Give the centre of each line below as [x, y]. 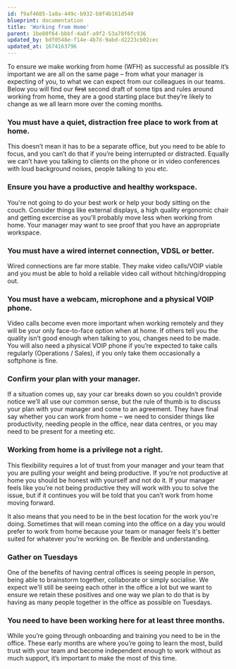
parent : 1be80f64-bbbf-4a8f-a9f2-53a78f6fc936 [77, 33]
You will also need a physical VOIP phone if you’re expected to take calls [112, 346]
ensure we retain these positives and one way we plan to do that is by [108, 595]
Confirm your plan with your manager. [74, 379]
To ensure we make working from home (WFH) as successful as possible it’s [118, 67]
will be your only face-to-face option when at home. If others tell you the [113, 331]
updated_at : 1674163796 [42, 46]
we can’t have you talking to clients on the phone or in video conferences [114, 161]
